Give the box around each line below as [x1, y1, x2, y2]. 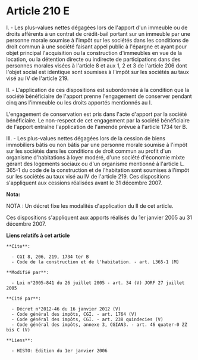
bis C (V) [6, 327, 31, 333]
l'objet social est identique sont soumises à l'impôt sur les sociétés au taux [6, 68, 189, 75]
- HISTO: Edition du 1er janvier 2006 [11, 347, 108, 353]
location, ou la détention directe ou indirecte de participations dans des [6, 56, 181, 63]
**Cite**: [6, 243, 31, 249]
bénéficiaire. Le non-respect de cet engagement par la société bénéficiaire [6, 116, 190, 124]
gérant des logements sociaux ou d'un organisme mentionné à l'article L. [6, 160, 185, 167]
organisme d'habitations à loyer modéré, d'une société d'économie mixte [6, 153, 186, 161]
